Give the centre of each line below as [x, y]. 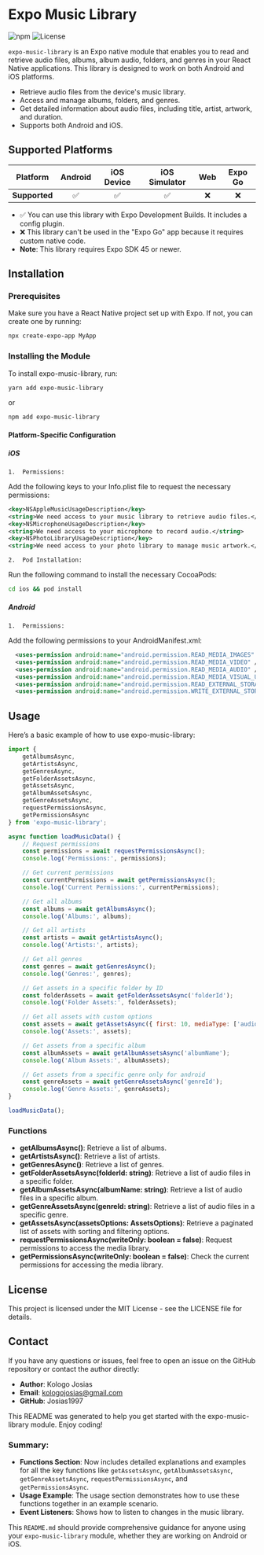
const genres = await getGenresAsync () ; [89, 966]
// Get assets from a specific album [84, 1045]
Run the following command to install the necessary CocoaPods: [113, 575]
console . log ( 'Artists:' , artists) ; [81, 945]
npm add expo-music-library [54, 417]
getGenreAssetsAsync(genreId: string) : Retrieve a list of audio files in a [137, 1207]
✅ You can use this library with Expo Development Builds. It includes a [133, 215]
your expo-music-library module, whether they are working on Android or [128, 1536]
